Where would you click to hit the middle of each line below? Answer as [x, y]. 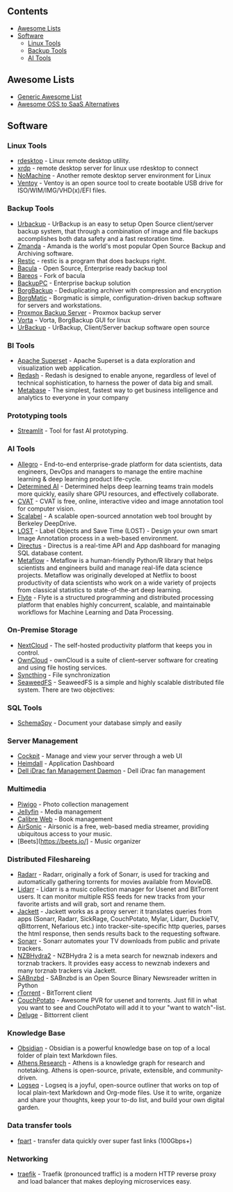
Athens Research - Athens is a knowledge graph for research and [111, 1063]
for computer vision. [46, 509]
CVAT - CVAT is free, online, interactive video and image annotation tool [120, 501]
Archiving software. [46, 253]
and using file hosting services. [62, 667]
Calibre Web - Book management [65, 819]
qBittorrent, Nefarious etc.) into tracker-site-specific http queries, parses [121, 926]
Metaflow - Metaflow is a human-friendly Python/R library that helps [115, 560]
